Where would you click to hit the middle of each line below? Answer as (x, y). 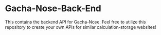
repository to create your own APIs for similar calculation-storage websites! (81, 27)
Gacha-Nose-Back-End (53, 9)
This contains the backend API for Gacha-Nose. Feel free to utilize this (75, 22)
